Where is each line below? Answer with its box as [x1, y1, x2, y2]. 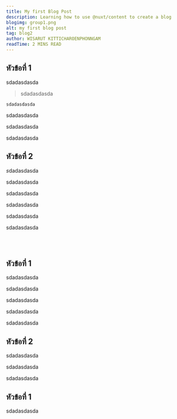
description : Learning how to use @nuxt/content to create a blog [6, 14, 172, 20]
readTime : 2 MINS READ [6, 42, 62, 48]
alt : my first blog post [6, 25, 67, 31]
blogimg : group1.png [6, 19, 57, 25]
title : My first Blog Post [6, 8, 72, 15]
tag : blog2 [6, 31, 33, 36]
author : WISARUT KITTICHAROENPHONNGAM [6, 36, 101, 42]
